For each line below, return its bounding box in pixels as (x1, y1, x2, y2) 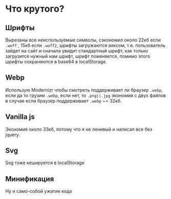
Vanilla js (5, 113, 35, 121)
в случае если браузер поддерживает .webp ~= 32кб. (5, 97, 122, 104)
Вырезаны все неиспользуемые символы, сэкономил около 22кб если (5, 37, 161, 43)
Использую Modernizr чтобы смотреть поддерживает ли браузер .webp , (5, 87, 163, 93)
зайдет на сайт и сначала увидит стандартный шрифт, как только (5, 48, 148, 54)
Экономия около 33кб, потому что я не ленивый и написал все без (5, 126, 153, 132)
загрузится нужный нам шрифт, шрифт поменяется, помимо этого (5, 53, 151, 59)
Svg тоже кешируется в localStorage (5, 160, 84, 166)
